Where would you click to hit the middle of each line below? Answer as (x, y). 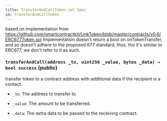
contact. (14, 84)
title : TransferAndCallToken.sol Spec (46, 10)
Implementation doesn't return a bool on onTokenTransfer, (103, 39)
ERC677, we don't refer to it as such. (43, 50)
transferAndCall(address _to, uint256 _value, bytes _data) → (83, 62)
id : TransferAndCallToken (32, 14)
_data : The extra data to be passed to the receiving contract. (75, 113)
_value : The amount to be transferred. (52, 103)
